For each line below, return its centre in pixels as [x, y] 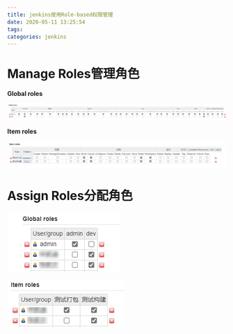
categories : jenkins [37, 37]
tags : [15, 29]
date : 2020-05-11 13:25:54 [46, 22]
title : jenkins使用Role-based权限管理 [60, 15]
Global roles [25, 94]
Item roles [22, 131]
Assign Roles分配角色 [70, 195]
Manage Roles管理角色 [74, 74]
